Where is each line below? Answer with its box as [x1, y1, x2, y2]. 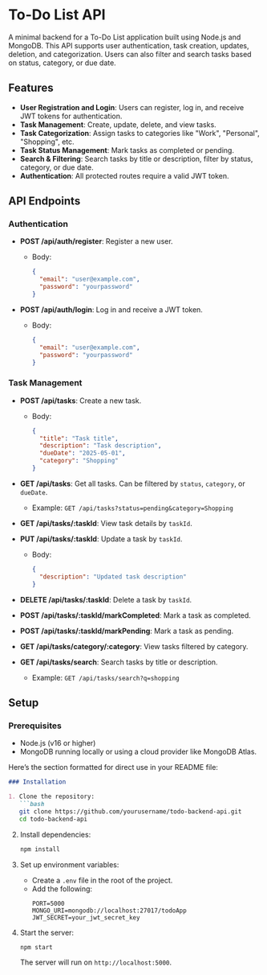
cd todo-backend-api [18, 815, 88, 823]
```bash [18, 800, 45, 808]
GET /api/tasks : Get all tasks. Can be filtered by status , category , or [19, 479, 246, 488]
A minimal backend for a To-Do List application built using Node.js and [8, 32, 241, 42]
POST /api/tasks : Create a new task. [19, 396, 142, 405]
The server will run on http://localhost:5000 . [19, 957, 172, 967]
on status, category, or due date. [8, 58, 116, 68]
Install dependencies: [19, 829, 91, 839]
